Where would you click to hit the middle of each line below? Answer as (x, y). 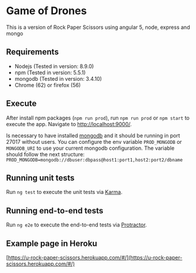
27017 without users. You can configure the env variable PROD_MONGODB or (94, 142)
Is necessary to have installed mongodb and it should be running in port (93, 135)
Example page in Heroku (52, 243)
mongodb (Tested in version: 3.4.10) (58, 78)
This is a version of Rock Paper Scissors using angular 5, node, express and (98, 27)
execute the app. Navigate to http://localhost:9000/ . (69, 124)
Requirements (32, 52)
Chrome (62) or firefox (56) (48, 85)
